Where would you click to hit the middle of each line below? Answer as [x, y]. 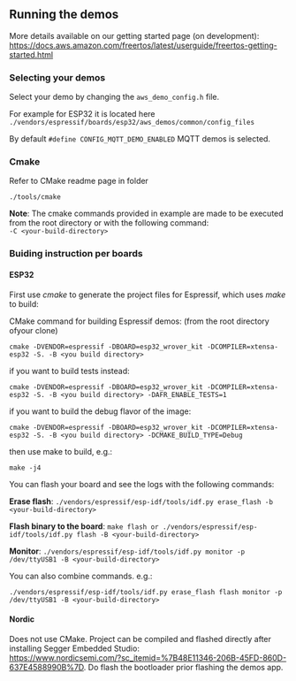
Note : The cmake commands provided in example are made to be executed [147, 214]
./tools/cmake [35, 197]
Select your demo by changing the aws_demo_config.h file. [114, 97]
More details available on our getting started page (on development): [134, 35]
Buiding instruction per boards [76, 254]
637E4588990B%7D [46, 667]
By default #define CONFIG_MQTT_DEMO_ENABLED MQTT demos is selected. [140, 139]
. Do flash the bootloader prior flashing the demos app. [183, 667]
